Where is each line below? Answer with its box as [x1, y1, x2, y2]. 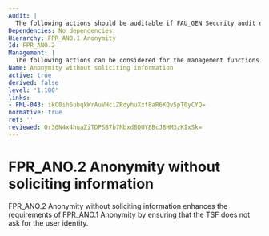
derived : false [8, 78, 59, 86]
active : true [8, 71, 52, 79]
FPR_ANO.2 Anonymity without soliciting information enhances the [8, 201, 228, 210]
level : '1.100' [8, 86, 59, 94]
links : [8, 94, 30, 102]
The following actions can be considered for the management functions [15, 57, 260, 65]
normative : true [8, 109, 62, 117]
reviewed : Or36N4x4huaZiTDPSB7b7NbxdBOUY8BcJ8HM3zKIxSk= [8, 123, 203, 131]
